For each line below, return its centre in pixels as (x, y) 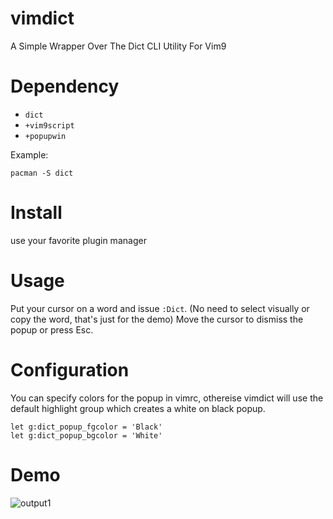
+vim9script (49, 125)
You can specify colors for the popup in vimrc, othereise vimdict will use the (167, 398)
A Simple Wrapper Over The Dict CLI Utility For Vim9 (118, 46)
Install (36, 213)
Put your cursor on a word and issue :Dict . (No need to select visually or (160, 308)
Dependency (65, 86)
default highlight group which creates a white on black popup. (138, 408)
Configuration (70, 369)
